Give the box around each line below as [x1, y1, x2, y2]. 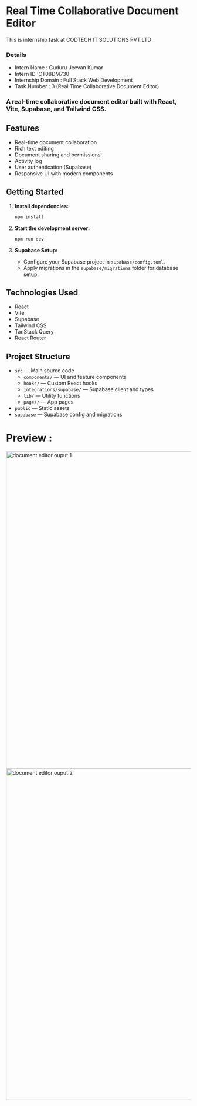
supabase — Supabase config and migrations [14, 411, 123, 418]
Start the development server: [14, 225, 90, 232]
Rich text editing [14, 145, 55, 152]
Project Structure [6, 351, 70, 361]
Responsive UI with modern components [14, 169, 113, 177]
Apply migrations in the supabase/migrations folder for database [23, 264, 179, 271]
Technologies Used [6, 287, 78, 298]
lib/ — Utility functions [23, 392, 80, 399]
